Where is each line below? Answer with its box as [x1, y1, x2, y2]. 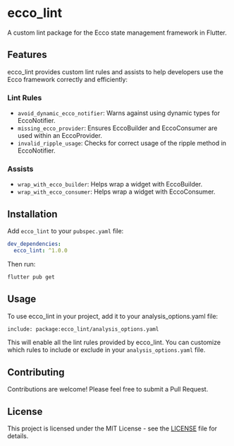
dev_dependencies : [7, 240, 61, 248]
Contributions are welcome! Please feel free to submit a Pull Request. [7, 385, 209, 394]
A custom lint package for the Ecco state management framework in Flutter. [7, 28, 227, 37]
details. [7, 432, 29, 440]
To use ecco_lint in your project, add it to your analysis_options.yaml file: [7, 312, 218, 320]
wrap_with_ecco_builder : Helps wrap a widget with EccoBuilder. [17, 180, 203, 189]
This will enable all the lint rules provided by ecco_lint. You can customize [7, 338, 221, 347]
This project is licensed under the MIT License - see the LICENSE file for [7, 424, 217, 433]
